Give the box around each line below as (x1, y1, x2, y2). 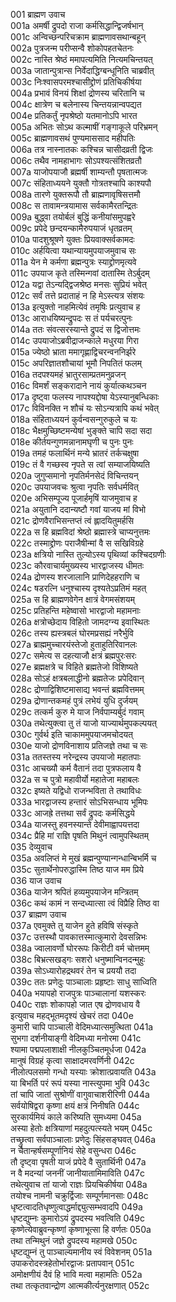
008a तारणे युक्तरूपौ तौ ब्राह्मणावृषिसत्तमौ (10, 189, 141, 200)
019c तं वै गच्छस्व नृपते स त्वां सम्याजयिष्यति (10, 459, 150, 470)
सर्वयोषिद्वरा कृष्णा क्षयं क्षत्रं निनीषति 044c (10, 1100, 140, 1111)
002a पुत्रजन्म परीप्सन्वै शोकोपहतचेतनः (10, 42, 134, 54)
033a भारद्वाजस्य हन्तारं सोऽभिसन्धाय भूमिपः (10, 796, 149, 808)
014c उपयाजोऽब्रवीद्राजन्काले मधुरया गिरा (10, 335, 139, 346)
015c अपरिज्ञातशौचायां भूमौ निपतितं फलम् (10, 357, 142, 369)
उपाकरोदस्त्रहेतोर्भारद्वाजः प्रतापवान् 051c (10, 1257, 135, 1269)
